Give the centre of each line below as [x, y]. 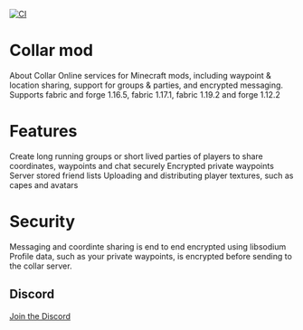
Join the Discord [40, 316]
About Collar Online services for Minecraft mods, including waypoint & [140, 75]
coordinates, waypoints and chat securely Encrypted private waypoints [142, 165]
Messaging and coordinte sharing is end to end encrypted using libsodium [148, 246]
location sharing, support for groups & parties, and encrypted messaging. [146, 85]
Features [43, 132]
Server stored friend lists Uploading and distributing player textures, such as [151, 175]
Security [42, 222]
